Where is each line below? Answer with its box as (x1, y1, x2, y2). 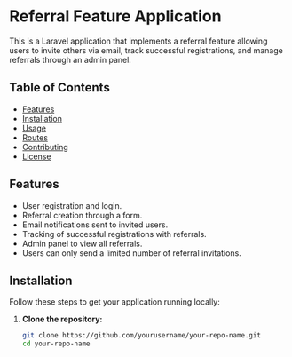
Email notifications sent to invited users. (21, 219, 169, 230)
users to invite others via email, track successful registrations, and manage (9, 44, 284, 55)
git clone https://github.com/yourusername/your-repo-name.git (21, 331, 262, 340)
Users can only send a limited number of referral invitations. (21, 247, 241, 258)
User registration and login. (21, 200, 122, 210)
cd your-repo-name (21, 339, 91, 348)
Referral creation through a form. (21, 210, 143, 220)
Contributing (21, 141, 68, 152)
